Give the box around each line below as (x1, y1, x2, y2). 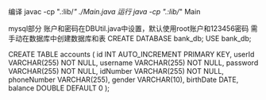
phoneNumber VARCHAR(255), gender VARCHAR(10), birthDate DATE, (8, 75, 239, 84)
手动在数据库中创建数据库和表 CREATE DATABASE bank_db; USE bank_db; (8, 34, 252, 43)
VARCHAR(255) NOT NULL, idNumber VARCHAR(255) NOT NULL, (8, 67, 225, 75)
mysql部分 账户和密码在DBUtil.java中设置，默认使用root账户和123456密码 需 (8, 24, 258, 33)
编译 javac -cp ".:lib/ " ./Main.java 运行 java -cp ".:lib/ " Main (8, 7, 201, 16)
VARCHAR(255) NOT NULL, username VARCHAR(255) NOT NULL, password (8, 58, 259, 67)
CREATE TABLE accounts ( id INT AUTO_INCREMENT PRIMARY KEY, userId (8, 50, 255, 59)
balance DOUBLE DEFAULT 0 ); (8, 83, 110, 93)
